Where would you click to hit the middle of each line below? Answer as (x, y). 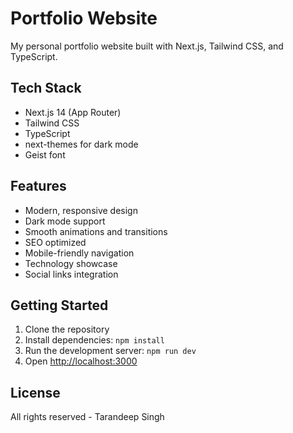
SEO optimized (55, 242)
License (35, 392)
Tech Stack (46, 88)
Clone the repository (67, 329)
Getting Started (59, 305)
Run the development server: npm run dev (110, 351)
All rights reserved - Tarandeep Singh (87, 417)
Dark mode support (65, 221)
